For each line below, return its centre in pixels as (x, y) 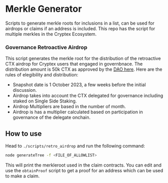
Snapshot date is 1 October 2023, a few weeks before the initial (79, 85)
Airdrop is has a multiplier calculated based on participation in (78, 112)
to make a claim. (22, 176)
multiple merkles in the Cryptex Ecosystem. (51, 34)
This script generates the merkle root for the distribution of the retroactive (83, 58)
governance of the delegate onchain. (52, 117)
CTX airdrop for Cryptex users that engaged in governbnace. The (74, 64)
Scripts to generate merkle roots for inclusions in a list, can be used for (80, 23)
